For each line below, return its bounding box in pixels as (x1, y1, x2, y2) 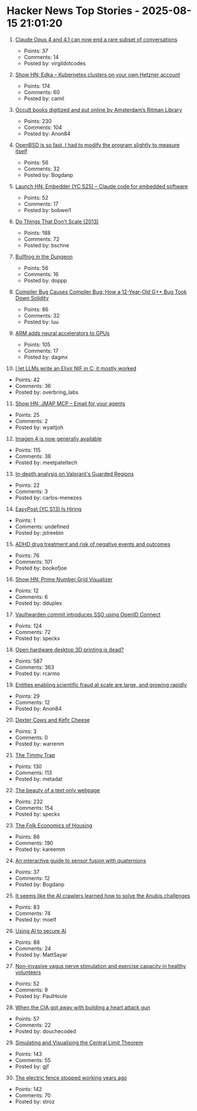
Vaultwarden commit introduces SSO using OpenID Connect (15, 611, 161, 618)
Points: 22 (15, 482, 40, 489)
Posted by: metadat (15, 775, 63, 782)
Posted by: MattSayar (15, 951, 67, 958)
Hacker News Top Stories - (6, 4, 140, 18)
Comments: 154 (15, 804, 53, 811)
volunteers (15, 969, 42, 976)
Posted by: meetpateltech (15, 459, 78, 466)
